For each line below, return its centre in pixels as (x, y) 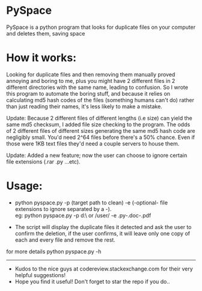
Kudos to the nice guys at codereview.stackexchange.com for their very (104, 269)
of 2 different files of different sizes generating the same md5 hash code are (101, 130)
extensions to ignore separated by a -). (63, 209)
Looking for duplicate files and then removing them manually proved (91, 74)
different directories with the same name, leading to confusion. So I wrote (97, 87)
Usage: (25, 186)
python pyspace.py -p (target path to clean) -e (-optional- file (91, 203)
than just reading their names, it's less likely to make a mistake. (84, 106)
